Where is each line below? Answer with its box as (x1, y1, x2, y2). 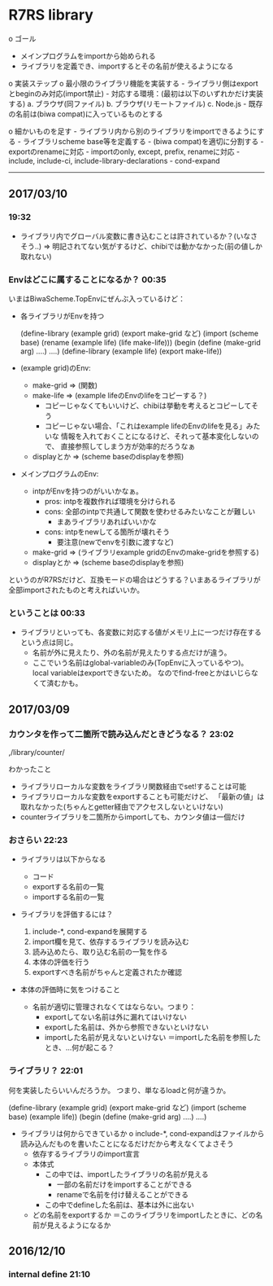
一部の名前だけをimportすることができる (56, 1179, 193, 1189)
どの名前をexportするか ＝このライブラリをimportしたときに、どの (32, 1209, 256, 1219)
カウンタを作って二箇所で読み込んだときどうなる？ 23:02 (8, 728, 234, 740)
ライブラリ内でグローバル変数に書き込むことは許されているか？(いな (19, 230, 251, 241)
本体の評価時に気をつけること (19, 985, 120, 994)
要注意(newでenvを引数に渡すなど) (56, 537, 175, 546)
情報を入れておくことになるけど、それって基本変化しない (60, 431, 253, 441)
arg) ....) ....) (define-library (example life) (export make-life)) (19, 346, 223, 356)
